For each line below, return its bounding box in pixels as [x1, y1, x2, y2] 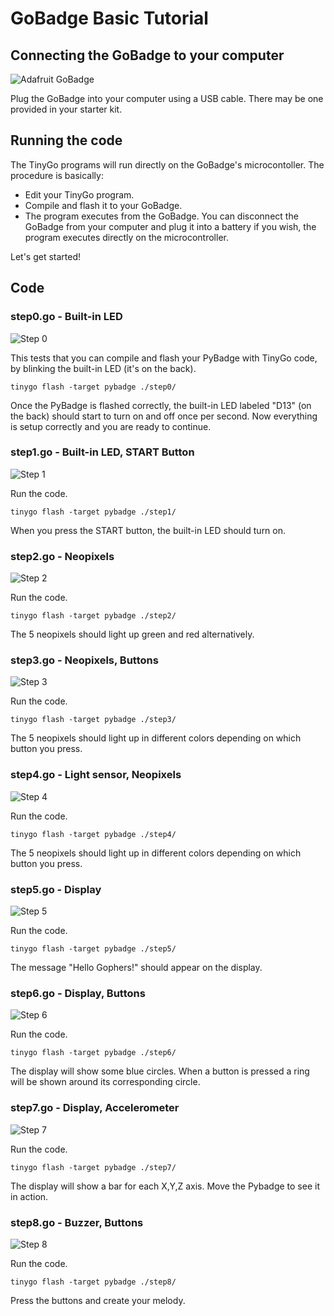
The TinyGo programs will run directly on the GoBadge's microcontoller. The [10, 158, 325, 171]
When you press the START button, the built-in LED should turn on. [10, 524, 287, 536]
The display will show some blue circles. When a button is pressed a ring [10, 1065, 310, 1077]
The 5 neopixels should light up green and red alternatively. [10, 628, 255, 641]
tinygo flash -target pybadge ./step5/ [10, 943, 177, 954]
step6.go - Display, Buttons [10, 986, 146, 1000]
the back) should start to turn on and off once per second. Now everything [10, 410, 318, 422]
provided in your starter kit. [10, 103, 123, 115]
